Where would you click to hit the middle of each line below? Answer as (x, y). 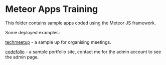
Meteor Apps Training (52, 9)
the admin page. (22, 57)
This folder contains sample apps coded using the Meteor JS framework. (81, 23)
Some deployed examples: (33, 32)
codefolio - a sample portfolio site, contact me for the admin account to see (83, 52)
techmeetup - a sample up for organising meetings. (58, 42)
